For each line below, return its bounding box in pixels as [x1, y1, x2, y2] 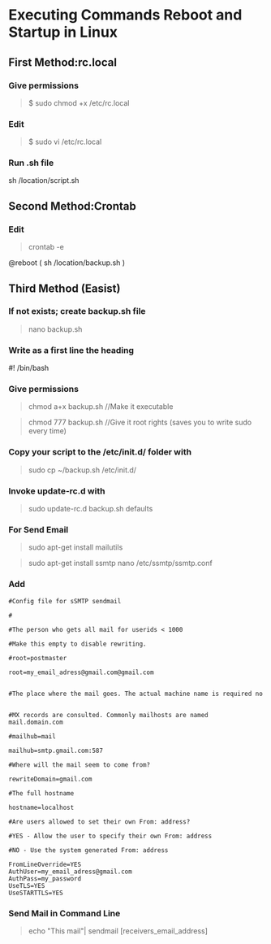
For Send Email [8, 524, 69, 535]
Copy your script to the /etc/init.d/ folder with [8, 446, 192, 458]
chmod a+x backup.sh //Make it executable [28, 402, 174, 411]
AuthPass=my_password [8, 874, 82, 883]
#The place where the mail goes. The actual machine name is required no [8, 690, 264, 698]
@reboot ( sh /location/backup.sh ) [8, 258, 126, 268]
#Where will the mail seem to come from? [8, 760, 151, 769]
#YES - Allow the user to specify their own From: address [8, 832, 213, 840]
